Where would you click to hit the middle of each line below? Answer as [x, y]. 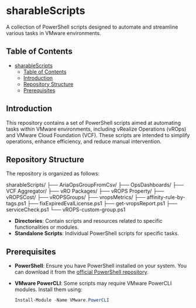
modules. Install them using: [49, 289]
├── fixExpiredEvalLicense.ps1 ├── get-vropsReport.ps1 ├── [102, 204]
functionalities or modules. [47, 227]
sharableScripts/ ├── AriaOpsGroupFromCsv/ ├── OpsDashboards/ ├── [95, 185]
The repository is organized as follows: [53, 174]
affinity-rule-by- [166, 197]
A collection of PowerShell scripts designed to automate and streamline [92, 27]
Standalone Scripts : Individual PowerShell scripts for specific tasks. [97, 233]
